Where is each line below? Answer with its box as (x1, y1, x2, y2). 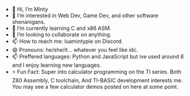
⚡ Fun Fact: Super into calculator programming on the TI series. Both (11, 69, 182, 75)
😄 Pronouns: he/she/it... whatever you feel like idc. (11, 47, 138, 53)
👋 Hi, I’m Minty (11, 6, 49, 13)
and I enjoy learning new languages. (11, 61, 102, 69)
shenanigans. (11, 18, 46, 25)
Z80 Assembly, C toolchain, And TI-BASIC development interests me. (11, 77, 183, 83)
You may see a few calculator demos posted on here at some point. (11, 83, 179, 90)
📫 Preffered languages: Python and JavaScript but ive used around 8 (11, 53, 184, 60)
